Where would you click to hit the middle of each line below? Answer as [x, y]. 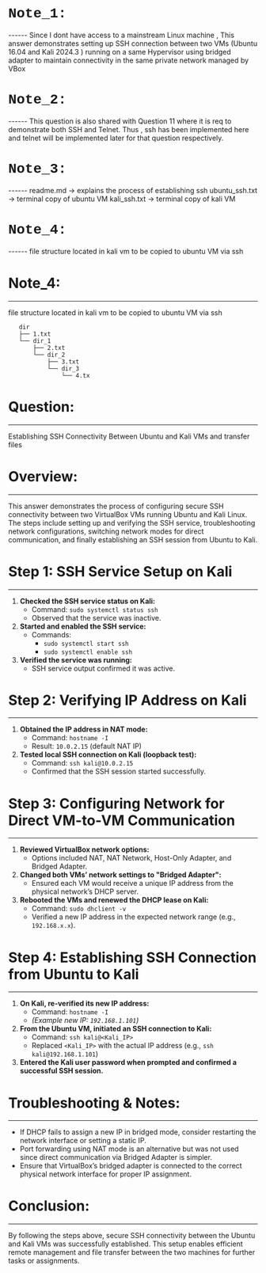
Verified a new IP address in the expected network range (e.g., [133, 917]
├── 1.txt [35, 334]
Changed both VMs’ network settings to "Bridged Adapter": [120, 875]
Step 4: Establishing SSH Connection [133, 958]
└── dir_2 [49, 355]
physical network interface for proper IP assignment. [106, 1174]
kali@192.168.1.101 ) [65, 1054]
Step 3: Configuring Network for [116, 803]
